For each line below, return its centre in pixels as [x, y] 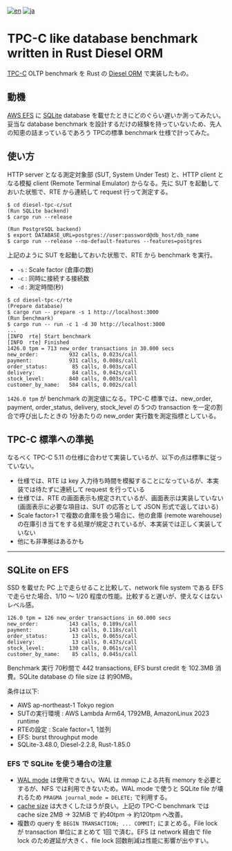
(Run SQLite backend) [38, 211]
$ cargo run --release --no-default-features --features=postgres [105, 241]
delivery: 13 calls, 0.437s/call [72, 642]
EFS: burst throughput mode [57, 738]
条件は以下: [23, 691]
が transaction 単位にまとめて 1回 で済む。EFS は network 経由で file [114, 832]
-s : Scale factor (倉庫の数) [55, 269]
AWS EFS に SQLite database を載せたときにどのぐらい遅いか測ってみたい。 [116, 115]
